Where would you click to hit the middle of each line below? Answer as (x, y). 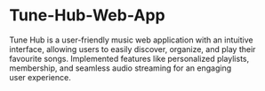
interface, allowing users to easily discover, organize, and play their (132, 49)
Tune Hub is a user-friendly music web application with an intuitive (131, 40)
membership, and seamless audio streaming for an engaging (120, 68)
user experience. (40, 77)
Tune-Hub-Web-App (88, 15)
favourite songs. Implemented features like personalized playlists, (129, 58)
